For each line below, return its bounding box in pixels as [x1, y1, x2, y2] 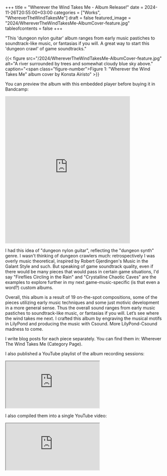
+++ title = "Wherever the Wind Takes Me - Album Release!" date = [5, 4, 144, 10]
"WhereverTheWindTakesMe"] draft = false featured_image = [5, 15, 131, 20]
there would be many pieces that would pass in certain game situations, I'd [5, 269, 159, 274]
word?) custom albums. [5, 284, 53, 290]
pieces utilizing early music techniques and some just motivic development [5, 299, 160, 305]
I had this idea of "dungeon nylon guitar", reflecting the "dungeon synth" [5, 247, 155, 253]
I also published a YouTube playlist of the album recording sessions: [5, 351, 145, 356]
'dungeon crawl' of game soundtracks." [5, 46, 87, 51]
